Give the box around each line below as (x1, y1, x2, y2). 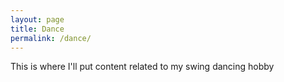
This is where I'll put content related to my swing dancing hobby (10, 61, 275, 73)
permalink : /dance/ (10, 33, 92, 43)
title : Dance (10, 24, 65, 34)
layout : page (10, 14, 65, 25)
